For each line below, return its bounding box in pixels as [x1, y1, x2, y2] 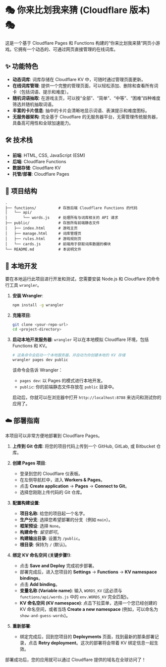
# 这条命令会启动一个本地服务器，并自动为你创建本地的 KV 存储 [12, 352, 125, 357]
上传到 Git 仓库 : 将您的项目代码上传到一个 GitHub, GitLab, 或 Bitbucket [12, 444, 156, 449]
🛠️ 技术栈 [5, 136, 33, 144]
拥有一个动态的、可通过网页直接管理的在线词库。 [18, 46, 118, 52]
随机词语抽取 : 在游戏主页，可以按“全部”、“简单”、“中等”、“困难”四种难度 [12, 95, 161, 101]
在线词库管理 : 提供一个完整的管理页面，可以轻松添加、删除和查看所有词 [12, 83, 159, 89]
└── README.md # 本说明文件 [5, 247, 82, 252]
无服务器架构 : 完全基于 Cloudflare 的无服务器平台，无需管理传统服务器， [12, 113, 161, 119]
